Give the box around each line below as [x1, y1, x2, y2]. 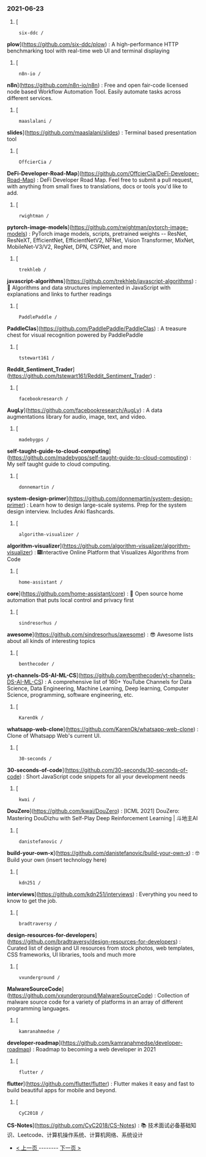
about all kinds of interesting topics [7, 637, 95, 645]
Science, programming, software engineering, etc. [7, 691, 134, 699]
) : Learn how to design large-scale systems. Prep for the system [23, 501, 187, 509]
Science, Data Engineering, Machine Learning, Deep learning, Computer [7, 685, 189, 692]
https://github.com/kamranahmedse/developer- [62, 1039, 183, 1046]
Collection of [157, 992, 190, 999]
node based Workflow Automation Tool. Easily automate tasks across [7, 88, 182, 95]
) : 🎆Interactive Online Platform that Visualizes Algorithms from [31, 549, 189, 556]
